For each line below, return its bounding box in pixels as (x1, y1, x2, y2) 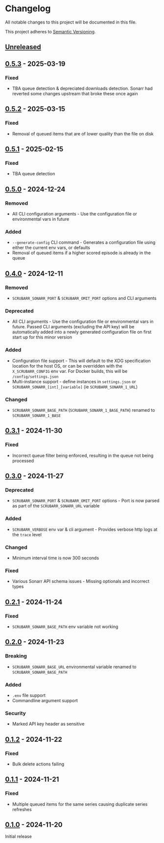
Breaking (5, 653, 27, 659)
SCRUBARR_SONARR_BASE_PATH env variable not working (12, 624, 118, 630)
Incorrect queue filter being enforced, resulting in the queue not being (12, 452, 154, 458)
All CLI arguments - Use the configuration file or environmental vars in (12, 318, 154, 324)
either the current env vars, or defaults (12, 245, 91, 251)
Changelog (5, 3, 51, 14)
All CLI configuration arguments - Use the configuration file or (12, 211, 137, 217)
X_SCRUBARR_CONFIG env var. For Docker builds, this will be (12, 368, 128, 374)
